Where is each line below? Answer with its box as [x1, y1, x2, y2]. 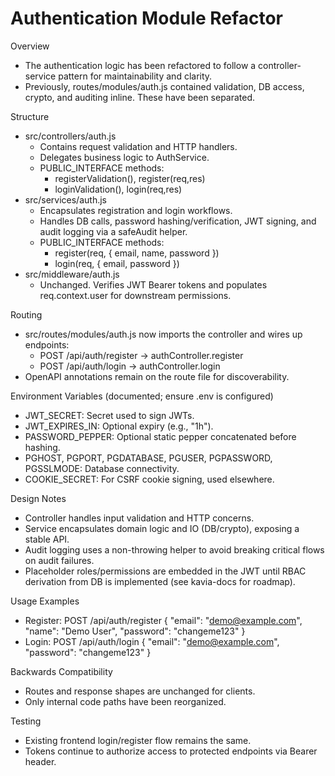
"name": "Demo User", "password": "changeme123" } [24, 625, 246, 637]
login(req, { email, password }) [54, 257, 180, 269]
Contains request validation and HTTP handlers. [39, 140, 238, 152]
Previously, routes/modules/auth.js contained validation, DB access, [24, 80, 305, 92]
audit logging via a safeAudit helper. [39, 225, 188, 237]
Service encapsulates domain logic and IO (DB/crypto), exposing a [24, 522, 300, 534]
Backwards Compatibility [10, 665, 113, 677]
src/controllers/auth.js [24, 130, 117, 142]
